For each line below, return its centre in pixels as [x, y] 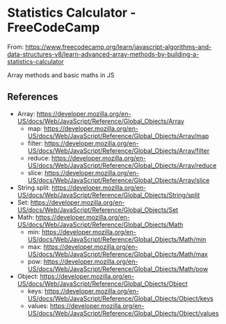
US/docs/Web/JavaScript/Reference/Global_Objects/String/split [108, 195]
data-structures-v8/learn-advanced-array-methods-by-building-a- [103, 54]
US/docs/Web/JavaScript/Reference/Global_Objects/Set [98, 209]
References [33, 97]
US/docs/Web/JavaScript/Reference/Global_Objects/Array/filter [119, 150]
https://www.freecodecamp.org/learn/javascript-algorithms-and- [119, 47]
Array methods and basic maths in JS [61, 75]
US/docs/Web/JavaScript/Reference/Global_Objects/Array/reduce [122, 165]
